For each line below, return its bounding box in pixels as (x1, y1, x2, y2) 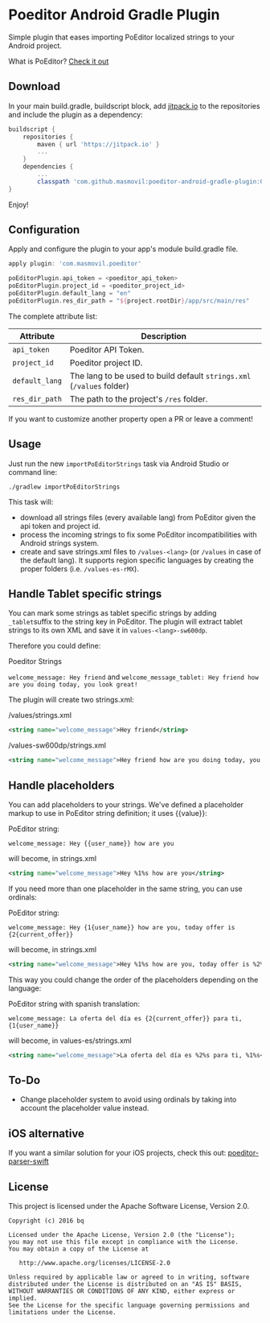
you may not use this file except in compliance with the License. (8, 1238, 239, 1247)
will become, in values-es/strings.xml (8, 1036, 132, 1045)
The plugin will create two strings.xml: (8, 694, 134, 705)
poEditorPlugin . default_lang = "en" (8, 290, 131, 298)
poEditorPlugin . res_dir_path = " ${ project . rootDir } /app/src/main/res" (8, 296, 250, 305)
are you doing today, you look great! (8, 681, 138, 689)
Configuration (8, 223, 80, 237)
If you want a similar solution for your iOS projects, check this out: (8, 1148, 227, 1158)
